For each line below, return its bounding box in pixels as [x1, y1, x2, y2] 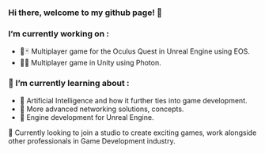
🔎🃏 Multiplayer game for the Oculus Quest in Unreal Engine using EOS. [19, 47, 251, 56]
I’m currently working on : [8, 28, 109, 39]
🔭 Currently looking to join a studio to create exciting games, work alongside [8, 128, 257, 137]
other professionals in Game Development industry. [8, 136, 176, 145]
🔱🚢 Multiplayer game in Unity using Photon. [19, 58, 161, 68]
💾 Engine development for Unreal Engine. [19, 112, 154, 121]
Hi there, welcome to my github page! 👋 [8, 7, 163, 18]
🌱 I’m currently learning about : [8, 78, 130, 89]
